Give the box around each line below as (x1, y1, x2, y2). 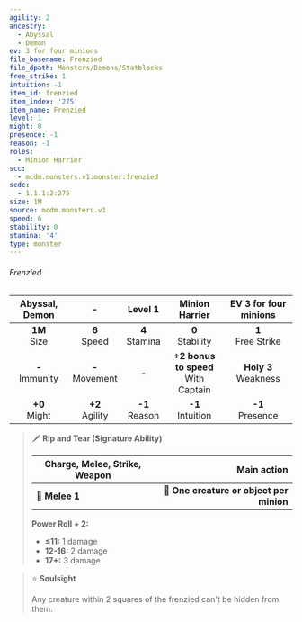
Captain (178, 383, 211, 396)
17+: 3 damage (44, 555, 101, 566)
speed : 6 (9, 213, 42, 223)
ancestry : (9, 22, 47, 31)
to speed (174, 361, 214, 374)
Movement (72, 373, 119, 385)
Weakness (235, 373, 280, 385)
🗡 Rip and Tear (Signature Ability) (31, 433, 163, 444)
